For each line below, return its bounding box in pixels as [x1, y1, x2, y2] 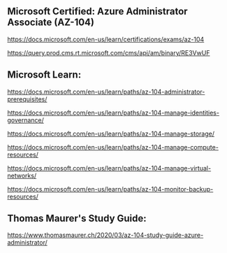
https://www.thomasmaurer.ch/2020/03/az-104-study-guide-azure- [7, 231, 204, 240]
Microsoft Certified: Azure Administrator [7, 6, 188, 17]
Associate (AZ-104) [7, 17, 94, 29]
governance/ [7, 115, 44, 124]
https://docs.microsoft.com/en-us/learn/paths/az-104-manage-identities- [7, 108, 220, 117]
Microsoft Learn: [7, 69, 82, 81]
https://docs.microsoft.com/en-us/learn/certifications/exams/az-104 [7, 35, 205, 43]
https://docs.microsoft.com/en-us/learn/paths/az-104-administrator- [7, 87, 205, 96]
